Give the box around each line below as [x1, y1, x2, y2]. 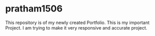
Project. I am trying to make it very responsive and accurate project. [5, 24, 147, 30]
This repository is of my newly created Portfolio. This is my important [5, 19, 150, 25]
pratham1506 [5, 3, 63, 14]
